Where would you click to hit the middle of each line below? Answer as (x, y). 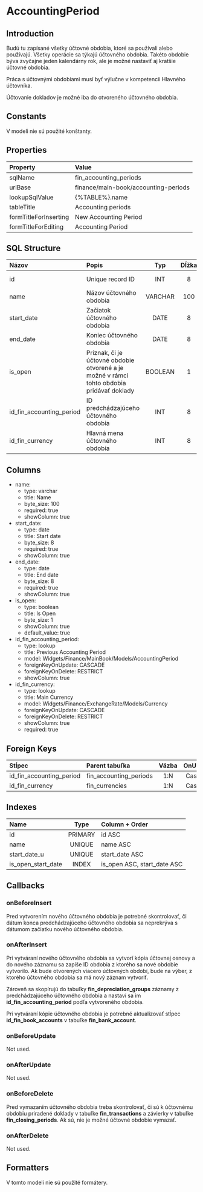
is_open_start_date (36, 864)
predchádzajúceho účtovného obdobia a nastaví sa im (74, 995)
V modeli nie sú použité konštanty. (49, 131)
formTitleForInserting (39, 217)
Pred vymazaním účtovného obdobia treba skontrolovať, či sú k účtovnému (100, 1107)
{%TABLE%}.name (101, 197)
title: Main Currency (49, 697)
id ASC (111, 834)
